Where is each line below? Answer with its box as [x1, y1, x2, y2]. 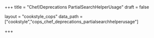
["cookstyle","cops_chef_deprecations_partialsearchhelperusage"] [4, 19, 139, 24]
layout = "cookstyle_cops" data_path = [4, 14, 83, 19]
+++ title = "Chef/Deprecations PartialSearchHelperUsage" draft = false [4, 4, 150, 10]
